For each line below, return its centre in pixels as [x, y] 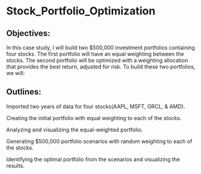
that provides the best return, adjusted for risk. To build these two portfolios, [101, 67]
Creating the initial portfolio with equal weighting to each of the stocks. [94, 118]
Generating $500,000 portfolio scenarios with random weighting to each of [99, 141]
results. [16, 166]
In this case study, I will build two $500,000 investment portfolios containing [101, 47]
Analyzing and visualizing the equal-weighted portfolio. [75, 130]
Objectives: [28, 33]
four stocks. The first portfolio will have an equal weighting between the [95, 54]
